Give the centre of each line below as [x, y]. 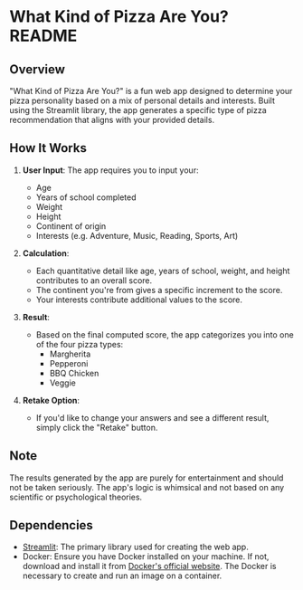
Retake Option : [51, 400]
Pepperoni [69, 363]
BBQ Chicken [74, 373]
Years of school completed [86, 197]
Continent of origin [71, 226]
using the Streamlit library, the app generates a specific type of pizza [138, 110]
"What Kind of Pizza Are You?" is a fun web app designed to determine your [151, 91]
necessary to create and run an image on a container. [122, 576]
